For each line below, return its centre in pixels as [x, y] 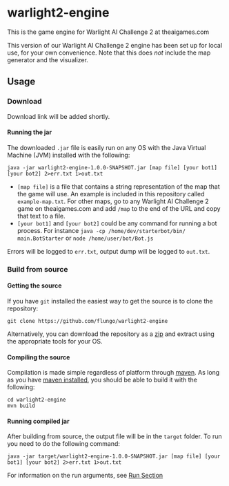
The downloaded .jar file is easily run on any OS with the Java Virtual [107, 147]
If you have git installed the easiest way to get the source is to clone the [110, 301]
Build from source [38, 269]
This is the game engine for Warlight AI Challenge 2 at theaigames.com [108, 32]
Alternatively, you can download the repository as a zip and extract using [111, 334]
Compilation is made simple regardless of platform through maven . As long [113, 373]
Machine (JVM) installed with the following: [69, 155]
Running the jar [30, 132]
